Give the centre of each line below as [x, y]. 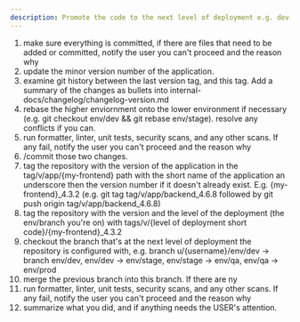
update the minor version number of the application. [118, 71]
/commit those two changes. [75, 156]
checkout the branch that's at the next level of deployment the [137, 241]
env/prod [40, 270]
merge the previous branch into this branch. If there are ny [130, 279]
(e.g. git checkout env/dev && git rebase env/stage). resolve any [141, 118]
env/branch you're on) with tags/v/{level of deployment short [135, 222]
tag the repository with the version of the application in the [130, 165]
